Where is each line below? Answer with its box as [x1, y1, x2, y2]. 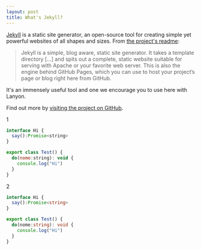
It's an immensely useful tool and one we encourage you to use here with [6, 86, 188, 93]
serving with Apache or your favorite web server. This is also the [20, 61, 181, 69]
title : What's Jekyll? [6, 14, 63, 20]
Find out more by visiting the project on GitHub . [6, 104, 124, 111]
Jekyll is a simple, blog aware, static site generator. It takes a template [20, 49, 194, 56]
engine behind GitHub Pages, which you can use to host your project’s [20, 68, 195, 75]
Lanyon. [6, 93, 26, 100]
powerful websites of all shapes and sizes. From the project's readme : [6, 37, 180, 44]
